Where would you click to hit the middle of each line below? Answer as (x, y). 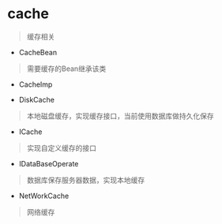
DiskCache (36, 99)
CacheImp (36, 84)
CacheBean (38, 52)
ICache (30, 132)
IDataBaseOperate (49, 163)
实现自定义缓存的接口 (61, 147)
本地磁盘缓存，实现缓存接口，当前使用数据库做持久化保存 (120, 116)
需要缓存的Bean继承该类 (66, 69)
